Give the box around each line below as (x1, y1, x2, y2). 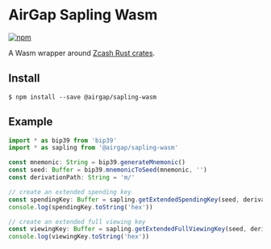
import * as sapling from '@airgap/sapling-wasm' (8, 144, 179, 152)
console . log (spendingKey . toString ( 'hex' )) (8, 203, 153, 211)
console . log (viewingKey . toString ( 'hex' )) (8, 233, 150, 241)
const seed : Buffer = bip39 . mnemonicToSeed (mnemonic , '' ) (8, 166, 207, 175)
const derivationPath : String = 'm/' (8, 174, 135, 182)
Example (8, 115, 53, 129)
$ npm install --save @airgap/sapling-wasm (8, 93, 157, 101)
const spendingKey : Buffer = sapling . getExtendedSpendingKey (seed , (8, 196, 240, 204)
